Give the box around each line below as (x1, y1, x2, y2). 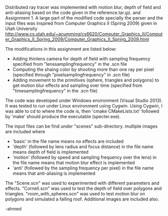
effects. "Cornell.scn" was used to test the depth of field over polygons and (5, 185, 162, 191)
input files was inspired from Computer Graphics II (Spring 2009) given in (5, 20, 157, 26)
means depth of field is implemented (12, 149, 89, 155)
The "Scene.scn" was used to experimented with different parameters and (5, 180, 159, 186)
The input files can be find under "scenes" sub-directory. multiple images (5, 123, 158, 129)
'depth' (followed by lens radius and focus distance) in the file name (12, 144, 153, 150)
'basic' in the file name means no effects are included (12, 138, 124, 144)
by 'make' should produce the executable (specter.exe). (5, 114, 121, 120)
